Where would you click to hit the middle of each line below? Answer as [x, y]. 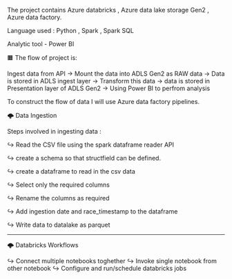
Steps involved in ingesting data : [54, 131]
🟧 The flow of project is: [42, 58]
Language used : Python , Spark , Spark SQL [71, 31]
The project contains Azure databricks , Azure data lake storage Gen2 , [108, 10]
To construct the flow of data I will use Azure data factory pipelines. [104, 102]
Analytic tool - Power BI [41, 44]
